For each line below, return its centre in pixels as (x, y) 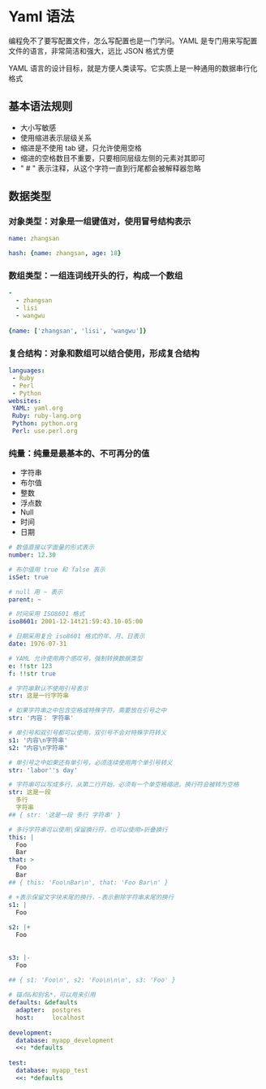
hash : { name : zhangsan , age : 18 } (65, 254)
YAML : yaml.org (37, 408)
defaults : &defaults (43, 1003)
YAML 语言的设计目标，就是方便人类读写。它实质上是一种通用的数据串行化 (133, 68)
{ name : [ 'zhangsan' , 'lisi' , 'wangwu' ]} (78, 331)
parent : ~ (25, 599)
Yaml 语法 (41, 17)
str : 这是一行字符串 (39, 696)
